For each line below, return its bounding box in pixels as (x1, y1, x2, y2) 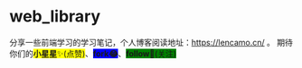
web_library (9, 6, 101, 27)
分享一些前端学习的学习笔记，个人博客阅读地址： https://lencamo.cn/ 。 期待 (9, 37, 294, 47)
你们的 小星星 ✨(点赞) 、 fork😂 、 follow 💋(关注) (9, 47, 177, 59)
